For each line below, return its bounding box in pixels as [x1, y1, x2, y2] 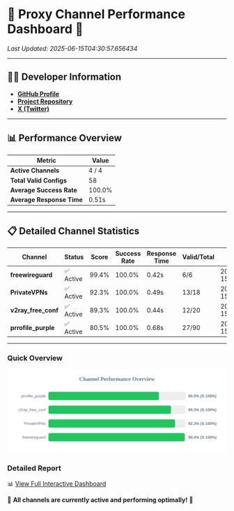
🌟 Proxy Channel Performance [7, 6, 186, 22]
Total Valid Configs [10, 176, 68, 185]
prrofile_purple [10, 323, 55, 331]
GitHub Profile [17, 89, 60, 98]
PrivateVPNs [10, 288, 48, 296]
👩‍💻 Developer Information [7, 71, 122, 83]
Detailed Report [7, 463, 61, 473]
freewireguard [10, 271, 53, 279]
